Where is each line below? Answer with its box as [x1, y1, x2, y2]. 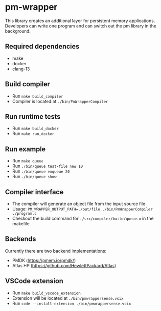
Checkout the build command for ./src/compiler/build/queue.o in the [12, 215, 154, 221]
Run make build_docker [12, 126, 59, 131]
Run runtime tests [5, 112, 61, 121]
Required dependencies [5, 42, 80, 51]
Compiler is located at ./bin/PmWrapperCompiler [12, 98, 109, 104]
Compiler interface [5, 188, 64, 196]
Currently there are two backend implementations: [5, 248, 107, 254]
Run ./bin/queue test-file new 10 [12, 163, 83, 169]
